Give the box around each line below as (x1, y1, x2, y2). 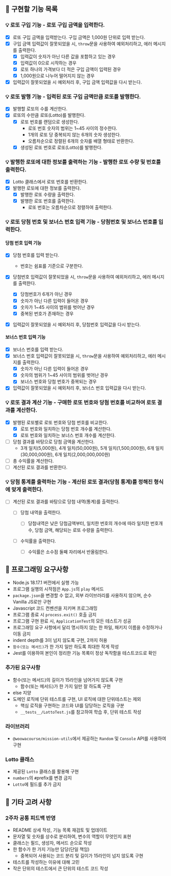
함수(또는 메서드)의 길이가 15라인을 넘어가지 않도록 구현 (12, 677, 123, 683)
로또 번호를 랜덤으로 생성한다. (20, 118, 79, 124)
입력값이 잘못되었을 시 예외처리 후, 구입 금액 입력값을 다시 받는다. (12, 79, 142, 86)
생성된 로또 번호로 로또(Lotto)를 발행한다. (20, 144, 103, 150)
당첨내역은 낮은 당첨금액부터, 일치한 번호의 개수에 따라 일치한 (28, 520, 150, 527)
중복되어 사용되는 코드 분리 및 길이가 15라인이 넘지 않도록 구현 (20, 852, 143, 859)
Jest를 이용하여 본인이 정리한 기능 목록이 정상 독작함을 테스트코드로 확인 (12, 650, 157, 656)
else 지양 (12, 690, 32, 696)
